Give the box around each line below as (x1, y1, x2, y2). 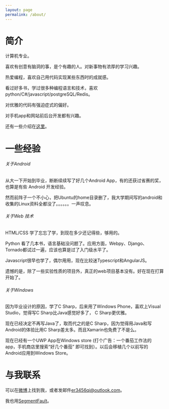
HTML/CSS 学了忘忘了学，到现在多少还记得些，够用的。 (5, 230, 122, 236)
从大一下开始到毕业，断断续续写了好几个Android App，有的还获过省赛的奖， (5, 177, 163, 183)
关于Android (5, 161, 31, 167)
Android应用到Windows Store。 (5, 350, 71, 356)
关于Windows (5, 287, 34, 293)
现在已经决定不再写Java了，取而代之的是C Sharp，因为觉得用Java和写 (5, 320, 152, 326)
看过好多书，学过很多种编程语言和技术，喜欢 (5, 85, 98, 91)
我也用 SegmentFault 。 (5, 398, 52, 404)
